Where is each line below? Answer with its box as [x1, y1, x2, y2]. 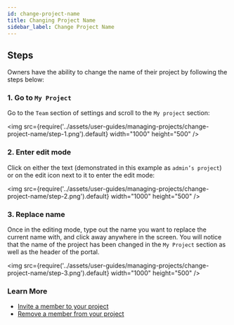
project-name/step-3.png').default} [7, 269, 110, 277]
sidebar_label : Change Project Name [7, 23, 115, 30]
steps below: [7, 75, 44, 84]
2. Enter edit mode [7, 147, 72, 157]
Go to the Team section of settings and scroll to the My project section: [7, 109, 210, 117]
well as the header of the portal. [7, 248, 100, 256]
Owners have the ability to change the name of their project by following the [7, 68, 228, 77]
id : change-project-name [7, 10, 80, 18]
